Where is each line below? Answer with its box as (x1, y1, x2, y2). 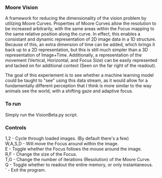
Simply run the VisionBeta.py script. (5, 112, 78, 118)
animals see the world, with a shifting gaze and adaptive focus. (5, 88, 133, 94)
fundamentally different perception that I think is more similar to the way (5, 83, 152, 89)
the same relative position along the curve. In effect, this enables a (5, 31, 141, 37)
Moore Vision (5, 4, 38, 11)
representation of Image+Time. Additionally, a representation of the (5, 52, 142, 58)
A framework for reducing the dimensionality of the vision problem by (5, 15, 147, 21)
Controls (5, 124, 27, 131)
